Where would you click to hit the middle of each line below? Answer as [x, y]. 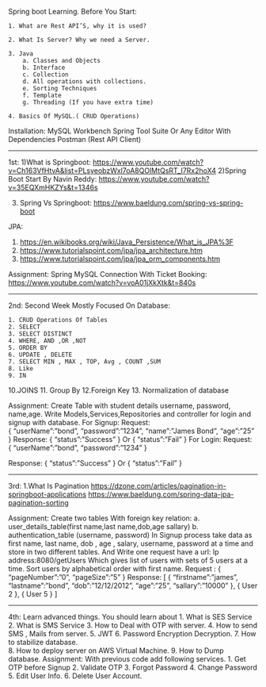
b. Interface [44, 67]
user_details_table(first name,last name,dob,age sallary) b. [104, 526]
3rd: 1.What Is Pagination [49, 486]
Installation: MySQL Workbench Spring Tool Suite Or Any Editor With [120, 131]
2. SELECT [25, 327]
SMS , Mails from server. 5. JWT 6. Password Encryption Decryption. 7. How [132, 633]
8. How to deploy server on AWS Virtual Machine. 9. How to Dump [116, 651]
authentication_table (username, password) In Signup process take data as [130, 535]
